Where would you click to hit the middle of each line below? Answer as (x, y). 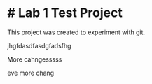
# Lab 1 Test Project (65, 13)
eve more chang (31, 73)
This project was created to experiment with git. (76, 32)
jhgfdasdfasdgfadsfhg (39, 45)
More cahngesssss (35, 59)
